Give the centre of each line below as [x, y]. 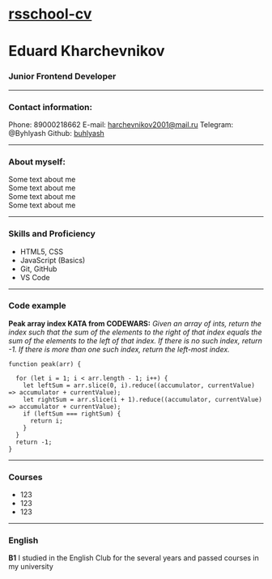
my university [31, 567]
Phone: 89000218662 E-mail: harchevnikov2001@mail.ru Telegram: [121, 124]
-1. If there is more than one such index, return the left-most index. [119, 349]
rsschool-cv [50, 14]
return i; [46, 421]
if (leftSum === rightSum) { [72, 414]
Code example [37, 306]
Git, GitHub [38, 269]
